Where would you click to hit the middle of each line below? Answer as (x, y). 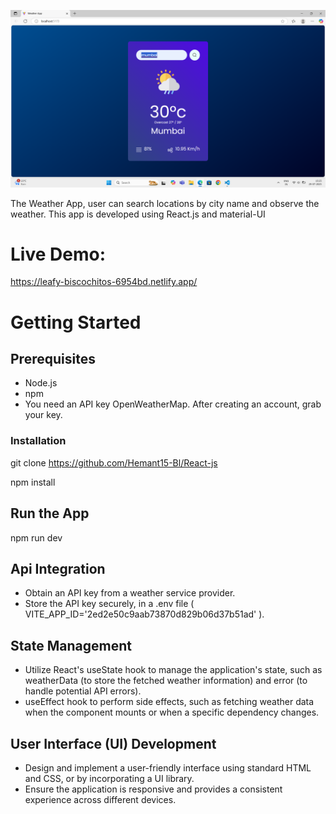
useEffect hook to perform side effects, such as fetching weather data (169, 702)
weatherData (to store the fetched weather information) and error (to (166, 681)
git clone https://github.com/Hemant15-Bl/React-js (114, 462)
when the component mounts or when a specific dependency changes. (172, 712)
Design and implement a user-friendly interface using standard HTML (168, 767)
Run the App (50, 513)
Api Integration (58, 568)
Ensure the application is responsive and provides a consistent (153, 789)
